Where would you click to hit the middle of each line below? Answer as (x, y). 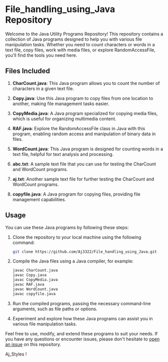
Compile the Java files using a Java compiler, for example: (73, 261)
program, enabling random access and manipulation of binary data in (84, 134)
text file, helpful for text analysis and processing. (63, 154)
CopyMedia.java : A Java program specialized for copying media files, (85, 113)
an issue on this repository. (33, 344)
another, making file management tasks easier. (61, 104)
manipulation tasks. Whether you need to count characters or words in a (80, 44)
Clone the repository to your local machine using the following (77, 237)
